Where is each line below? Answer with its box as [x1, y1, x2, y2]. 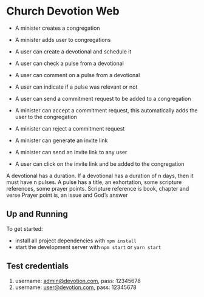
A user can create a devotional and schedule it [15, 47, 132, 55]
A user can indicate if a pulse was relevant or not [15, 83, 138, 90]
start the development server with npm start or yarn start [15, 243, 161, 250]
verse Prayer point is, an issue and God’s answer [6, 191, 128, 199]
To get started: [6, 225, 44, 232]
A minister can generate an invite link [15, 137, 108, 144]
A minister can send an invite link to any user [15, 148, 127, 155]
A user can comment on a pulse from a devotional [15, 71, 140, 78]
